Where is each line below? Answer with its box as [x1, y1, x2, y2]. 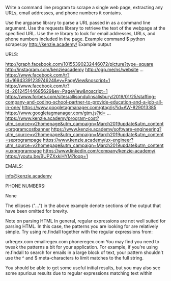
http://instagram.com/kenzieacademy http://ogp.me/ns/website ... [5, 66, 144, 72]
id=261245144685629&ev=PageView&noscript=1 [5, 88, 108, 94]
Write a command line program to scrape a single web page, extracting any [5, 5, 163, 10]
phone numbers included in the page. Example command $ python [5, 36, 145, 42]
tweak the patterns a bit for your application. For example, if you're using [5, 244, 158, 250]
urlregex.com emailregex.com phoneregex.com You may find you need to [5, 239, 159, 244]
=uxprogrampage [5, 148, 42, 154]
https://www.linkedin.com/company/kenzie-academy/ [43, 148, 156, 154]
